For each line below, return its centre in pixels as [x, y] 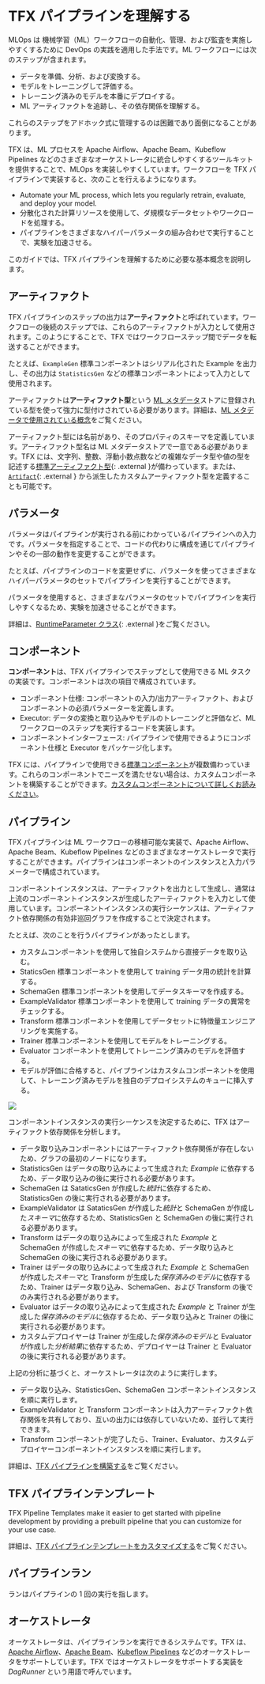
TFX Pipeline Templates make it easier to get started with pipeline [115, 1513]
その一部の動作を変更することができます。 [91, 554]
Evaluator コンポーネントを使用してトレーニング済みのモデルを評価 [129, 1051]
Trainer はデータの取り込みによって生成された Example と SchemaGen [134, 1267]
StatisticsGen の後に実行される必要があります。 [97, 1198]
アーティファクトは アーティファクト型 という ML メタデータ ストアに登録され [132, 399]
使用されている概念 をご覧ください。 [88, 419]
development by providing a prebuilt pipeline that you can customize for [125, 1521]
